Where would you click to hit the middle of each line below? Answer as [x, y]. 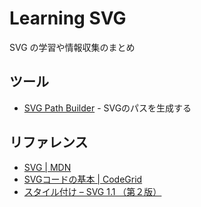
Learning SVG [68, 18]
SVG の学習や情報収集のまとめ [72, 47]
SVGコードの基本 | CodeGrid [83, 179]
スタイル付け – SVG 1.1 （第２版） [92, 191]
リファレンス [49, 142]
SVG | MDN [47, 167]
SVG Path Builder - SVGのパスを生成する [107, 108]
